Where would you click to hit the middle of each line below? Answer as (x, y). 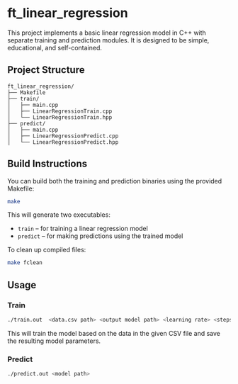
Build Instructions (47, 164)
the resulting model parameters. (54, 341)
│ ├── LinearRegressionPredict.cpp (63, 136)
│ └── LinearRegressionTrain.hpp (60, 117)
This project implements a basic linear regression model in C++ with (107, 33)
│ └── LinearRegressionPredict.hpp (63, 142)
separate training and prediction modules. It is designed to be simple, (108, 40)
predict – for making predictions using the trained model (100, 236)
